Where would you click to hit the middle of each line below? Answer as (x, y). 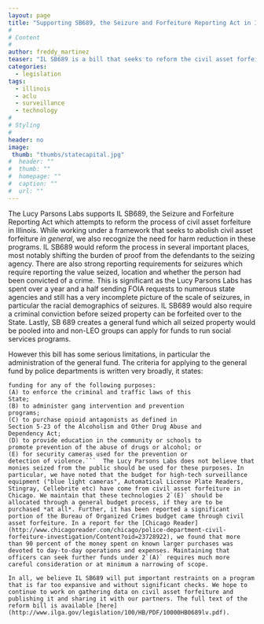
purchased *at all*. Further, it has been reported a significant (119, 509)
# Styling (24, 125)
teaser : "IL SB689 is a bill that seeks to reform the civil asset (121, 60)
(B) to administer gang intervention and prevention (96, 406)
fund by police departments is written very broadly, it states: (106, 371)
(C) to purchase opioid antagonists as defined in (93, 419)
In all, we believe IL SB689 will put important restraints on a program (132, 578)
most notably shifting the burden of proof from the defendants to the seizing (132, 255)
